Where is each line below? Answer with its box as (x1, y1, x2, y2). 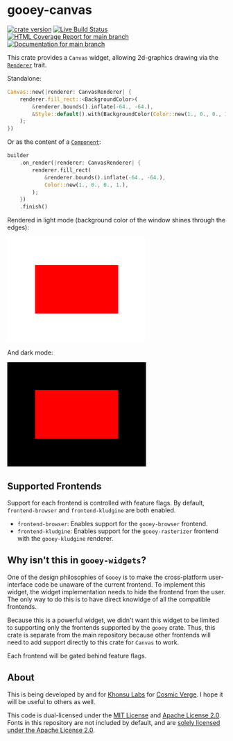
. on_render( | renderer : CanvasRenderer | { (19, 159, 141, 167)
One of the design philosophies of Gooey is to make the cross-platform (7, 573, 207, 581)
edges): (7, 223, 30, 231)
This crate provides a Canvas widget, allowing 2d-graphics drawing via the (7, 53, 218, 61)
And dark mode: (7, 348, 53, 357)
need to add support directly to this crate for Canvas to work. (7, 638, 179, 646)
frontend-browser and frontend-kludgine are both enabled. (7, 506, 176, 514)
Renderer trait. (7, 60, 47, 69)
